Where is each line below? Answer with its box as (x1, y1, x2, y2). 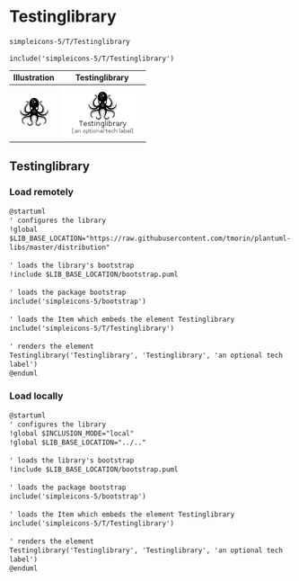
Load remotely (9, 185, 75, 198)
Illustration (13, 72, 56, 83)
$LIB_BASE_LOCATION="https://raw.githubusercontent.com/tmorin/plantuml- (9, 234, 292, 243)
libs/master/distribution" (9, 243, 110, 252)
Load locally (9, 389, 64, 402)
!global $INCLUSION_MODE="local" (9, 429, 135, 438)
